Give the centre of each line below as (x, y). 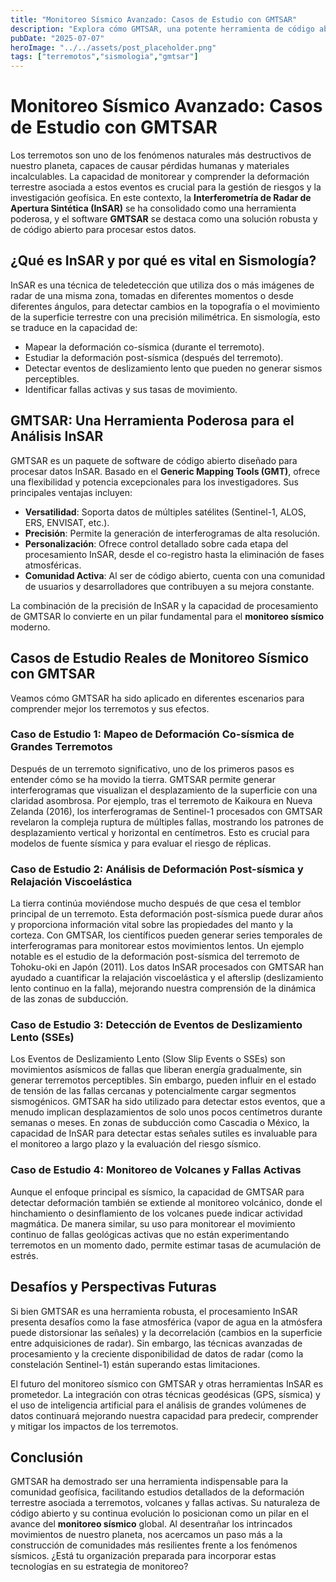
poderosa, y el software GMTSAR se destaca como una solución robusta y (164, 219)
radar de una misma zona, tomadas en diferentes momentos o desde (152, 295)
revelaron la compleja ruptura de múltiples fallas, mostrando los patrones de (167, 822)
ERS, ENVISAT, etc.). (67, 522)
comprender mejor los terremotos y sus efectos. (110, 708)
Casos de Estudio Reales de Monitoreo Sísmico (160, 658)
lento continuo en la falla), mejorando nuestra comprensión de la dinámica (163, 988)
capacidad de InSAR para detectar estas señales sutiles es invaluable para (164, 1133)
